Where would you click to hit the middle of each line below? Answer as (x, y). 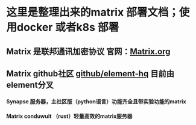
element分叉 (30, 85)
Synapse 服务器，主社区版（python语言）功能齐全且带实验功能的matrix (96, 101)
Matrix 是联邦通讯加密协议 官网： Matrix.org (88, 51)
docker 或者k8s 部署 (68, 27)
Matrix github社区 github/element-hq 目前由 (90, 74)
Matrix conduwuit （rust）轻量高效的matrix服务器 (69, 116)
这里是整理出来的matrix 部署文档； (93, 12)
